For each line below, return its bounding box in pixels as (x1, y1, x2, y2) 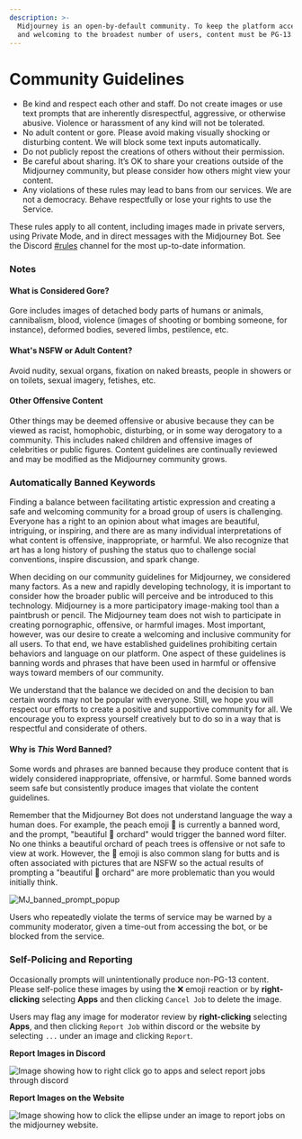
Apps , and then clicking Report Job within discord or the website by (9, 1020, 261, 1032)
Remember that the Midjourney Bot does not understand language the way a (9, 810, 293, 821)
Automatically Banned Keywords (9, 476, 155, 488)
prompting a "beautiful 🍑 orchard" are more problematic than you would (9, 867, 276, 879)
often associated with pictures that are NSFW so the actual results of (9, 858, 264, 869)
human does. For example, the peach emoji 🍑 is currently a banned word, (9, 819, 280, 830)
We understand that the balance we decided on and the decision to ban (9, 685, 274, 696)
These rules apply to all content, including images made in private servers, (9, 222, 286, 232)
